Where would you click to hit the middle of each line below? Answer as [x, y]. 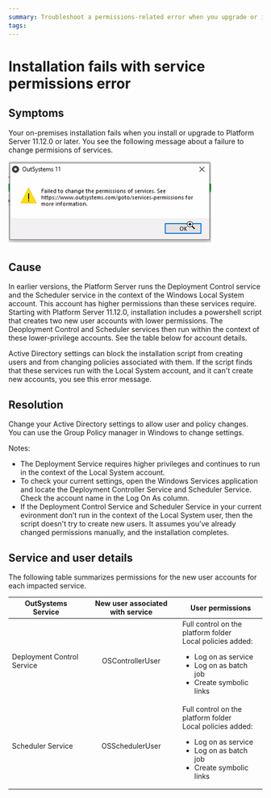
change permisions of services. [61, 150]
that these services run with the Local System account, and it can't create [131, 371]
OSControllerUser [131, 661]
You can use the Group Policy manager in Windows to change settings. [126, 433]
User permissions [221, 608]
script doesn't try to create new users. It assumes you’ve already [128, 524]
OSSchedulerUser [131, 746]
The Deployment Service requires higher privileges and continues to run [140, 464]
